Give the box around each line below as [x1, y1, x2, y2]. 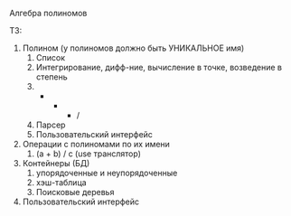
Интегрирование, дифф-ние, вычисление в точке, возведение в [35, 62, 283, 72]
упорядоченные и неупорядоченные [35, 167, 178, 178]
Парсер [35, 119, 66, 130]
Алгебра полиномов [9, 8, 88, 18]
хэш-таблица [35, 177, 88, 188]
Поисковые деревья [35, 187, 115, 197]
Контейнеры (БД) [22, 158, 90, 168]
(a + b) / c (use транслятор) [35, 148, 142, 159]
